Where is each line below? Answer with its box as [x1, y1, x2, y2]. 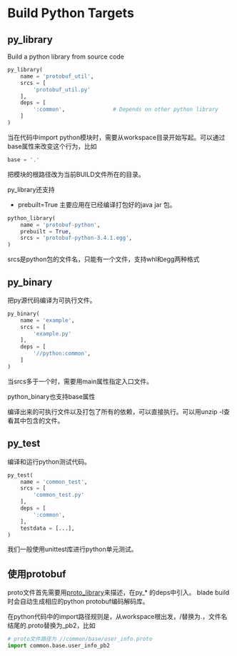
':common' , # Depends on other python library [33, 106, 219, 113]
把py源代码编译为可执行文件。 [7, 296, 96, 304]
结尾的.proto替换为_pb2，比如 [7, 621, 96, 630]
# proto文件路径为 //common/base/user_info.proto [7, 635, 153, 643]
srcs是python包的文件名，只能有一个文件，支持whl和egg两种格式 [7, 255, 200, 263]
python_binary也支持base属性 [7, 392, 96, 400]
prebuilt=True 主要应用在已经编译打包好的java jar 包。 [17, 200, 176, 208]
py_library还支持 [7, 185, 55, 193]
